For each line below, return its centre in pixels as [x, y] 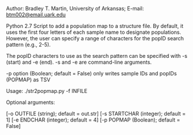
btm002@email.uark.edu [36, 15]
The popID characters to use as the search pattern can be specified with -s [97, 56]
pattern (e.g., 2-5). [28, 44]
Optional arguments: [31, 102]
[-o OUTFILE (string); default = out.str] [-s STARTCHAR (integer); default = [96, 114]
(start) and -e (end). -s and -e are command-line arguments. [79, 62]
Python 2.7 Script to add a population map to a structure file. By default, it [95, 26]
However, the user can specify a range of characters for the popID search [95, 38]
